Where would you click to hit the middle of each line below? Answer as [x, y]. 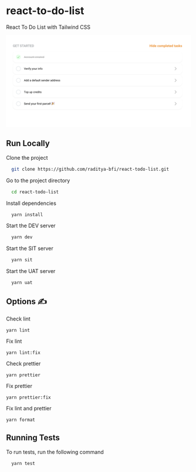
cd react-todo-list [35, 192]
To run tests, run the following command [55, 452]
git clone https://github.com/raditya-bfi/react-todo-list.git [90, 169]
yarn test [23, 463]
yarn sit [22, 260]
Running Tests [33, 438]
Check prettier [23, 363]
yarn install [27, 215]
